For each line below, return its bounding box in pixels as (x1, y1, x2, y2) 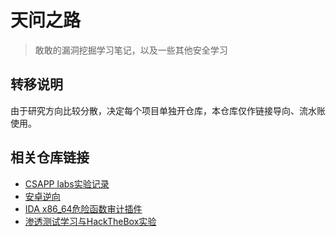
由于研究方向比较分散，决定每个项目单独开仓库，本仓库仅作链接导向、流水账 (10, 104, 326, 116)
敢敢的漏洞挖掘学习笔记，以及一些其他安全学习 (34, 44, 228, 56)
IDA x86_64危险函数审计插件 (24, 202, 143, 215)
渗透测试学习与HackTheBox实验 (24, 215, 157, 227)
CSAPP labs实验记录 (24, 177, 110, 190)
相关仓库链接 (10, 149, 90, 166)
